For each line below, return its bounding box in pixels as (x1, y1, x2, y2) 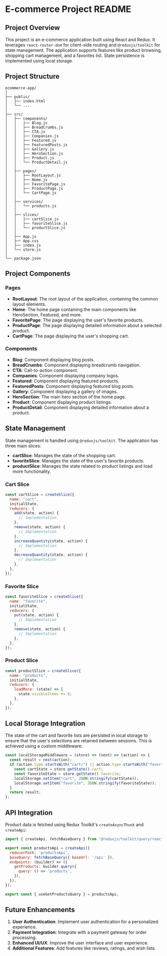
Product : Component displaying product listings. (12, 399, 112, 405)
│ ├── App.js (5, 234, 37, 239)
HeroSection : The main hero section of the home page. (12, 393, 126, 400)
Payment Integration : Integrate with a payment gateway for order (12, 930, 147, 936)
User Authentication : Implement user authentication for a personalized (12, 919, 159, 925)
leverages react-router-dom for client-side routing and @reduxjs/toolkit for (5, 42, 161, 48)
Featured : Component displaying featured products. (12, 378, 119, 384)
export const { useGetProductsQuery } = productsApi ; (5, 892, 119, 897)
